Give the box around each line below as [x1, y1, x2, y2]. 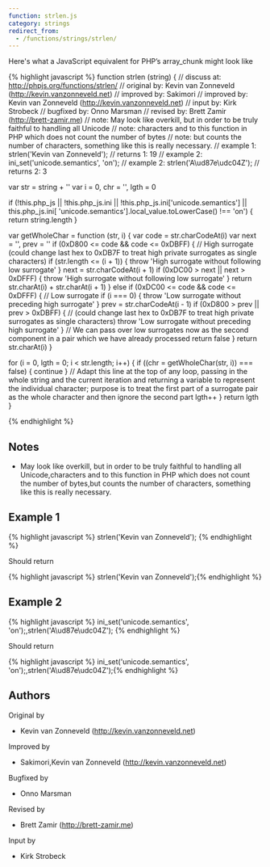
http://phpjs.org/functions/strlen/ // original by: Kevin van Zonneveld [8, 81, 235, 90]
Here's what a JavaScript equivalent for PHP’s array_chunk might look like [8, 57, 254, 66]
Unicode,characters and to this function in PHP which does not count [19, 470, 251, 480]
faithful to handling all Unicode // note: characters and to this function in [8, 124, 247, 133]
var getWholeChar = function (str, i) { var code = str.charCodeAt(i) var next [8, 231, 256, 241]
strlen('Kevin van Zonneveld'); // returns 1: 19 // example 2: [8, 149, 203, 159]
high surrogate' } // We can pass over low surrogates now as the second [8, 325, 249, 335]
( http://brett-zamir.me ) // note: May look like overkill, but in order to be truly [8, 115, 259, 125]
